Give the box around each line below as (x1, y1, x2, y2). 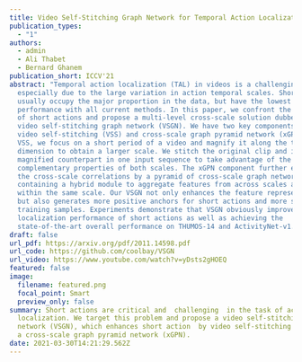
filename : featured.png (17, 280, 106, 289)
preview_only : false (17, 297, 94, 306)
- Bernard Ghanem (17, 64, 83, 73)
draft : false (9, 230, 58, 239)
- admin (17, 47, 47, 56)
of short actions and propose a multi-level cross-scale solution (17, 113, 271, 122)
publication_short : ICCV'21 (9, 72, 115, 81)
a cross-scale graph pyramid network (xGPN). (17, 331, 191, 340)
